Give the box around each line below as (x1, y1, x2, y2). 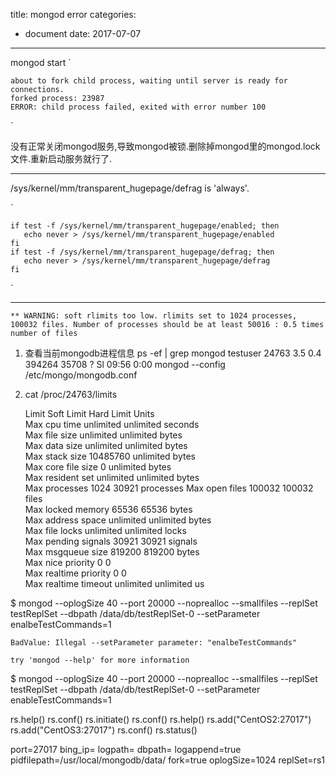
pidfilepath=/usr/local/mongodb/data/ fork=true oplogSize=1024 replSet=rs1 (10, 754, 325, 766)
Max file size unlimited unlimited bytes (24, 429, 183, 441)
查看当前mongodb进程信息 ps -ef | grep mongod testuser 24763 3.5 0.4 (24, 347, 322, 359)
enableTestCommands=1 (10, 694, 112, 706)
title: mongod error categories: (10, 9, 137, 20)
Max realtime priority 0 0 (24, 567, 127, 579)
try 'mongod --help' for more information (10, 655, 190, 665)
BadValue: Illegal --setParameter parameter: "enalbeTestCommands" (10, 638, 298, 648)
